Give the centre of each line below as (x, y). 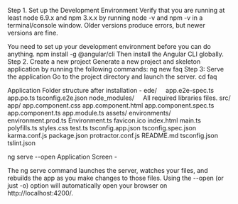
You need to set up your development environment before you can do (109, 46)
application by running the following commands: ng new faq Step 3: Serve (116, 69)
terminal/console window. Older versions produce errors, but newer (107, 25)
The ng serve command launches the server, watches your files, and (108, 170)
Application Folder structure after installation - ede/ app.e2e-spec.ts (111, 90)
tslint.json (21, 143)
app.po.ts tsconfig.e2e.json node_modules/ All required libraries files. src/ (119, 98)
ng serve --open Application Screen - (62, 157)
